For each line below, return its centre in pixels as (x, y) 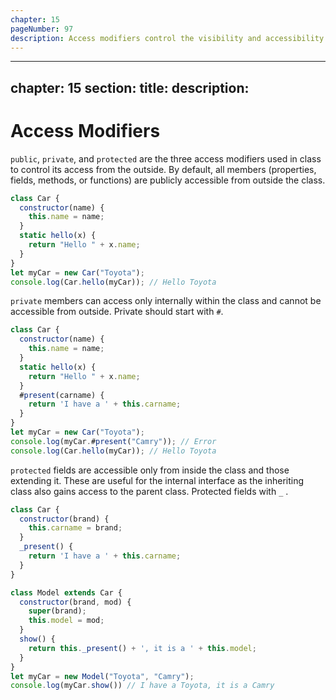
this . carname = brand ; (75, 528)
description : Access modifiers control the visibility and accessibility (167, 38)
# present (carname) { (62, 395)
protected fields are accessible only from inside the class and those (150, 470)
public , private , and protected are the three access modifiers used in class (166, 158)
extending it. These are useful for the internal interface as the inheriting (157, 480)
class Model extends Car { (66, 592)
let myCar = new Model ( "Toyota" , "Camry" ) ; (102, 676)
